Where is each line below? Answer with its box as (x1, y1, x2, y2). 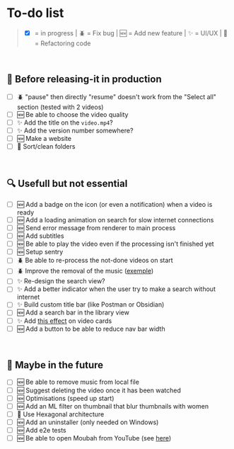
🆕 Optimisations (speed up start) (16, 394, 115, 402)
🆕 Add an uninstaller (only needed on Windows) (16, 418, 159, 426)
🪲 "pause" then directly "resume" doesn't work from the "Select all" (16, 92, 217, 101)
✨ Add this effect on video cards (16, 317, 112, 325)
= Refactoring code (34, 39, 91, 47)
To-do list (6, 5, 64, 21)
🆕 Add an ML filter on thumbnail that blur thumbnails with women (16, 402, 209, 410)
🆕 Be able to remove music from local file (16, 377, 139, 387)
